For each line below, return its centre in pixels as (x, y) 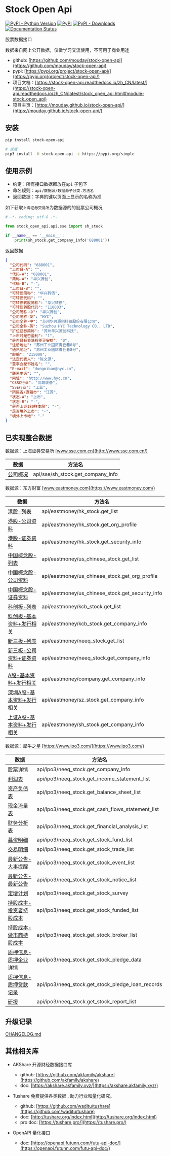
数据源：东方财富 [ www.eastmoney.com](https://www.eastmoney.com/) (80, 488)
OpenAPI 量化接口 (31, 1133)
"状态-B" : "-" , (25, 402)
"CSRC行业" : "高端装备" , (34, 383)
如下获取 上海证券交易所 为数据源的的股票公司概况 (54, 208)
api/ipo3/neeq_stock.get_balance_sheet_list (89, 792)
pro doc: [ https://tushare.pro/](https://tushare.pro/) (73, 1122)
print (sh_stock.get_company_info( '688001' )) (62, 240)
